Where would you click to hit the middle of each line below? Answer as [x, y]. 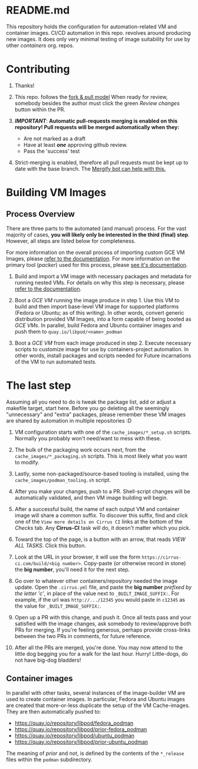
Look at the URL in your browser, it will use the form [77, 557]
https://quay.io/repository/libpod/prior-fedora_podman [81, 729]
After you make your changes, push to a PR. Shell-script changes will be [102, 491]
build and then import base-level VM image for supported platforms [97, 306]
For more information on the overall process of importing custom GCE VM [95, 252]
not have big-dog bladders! [48, 660]
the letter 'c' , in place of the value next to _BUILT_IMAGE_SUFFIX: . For [97, 593]
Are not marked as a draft [55, 138]
